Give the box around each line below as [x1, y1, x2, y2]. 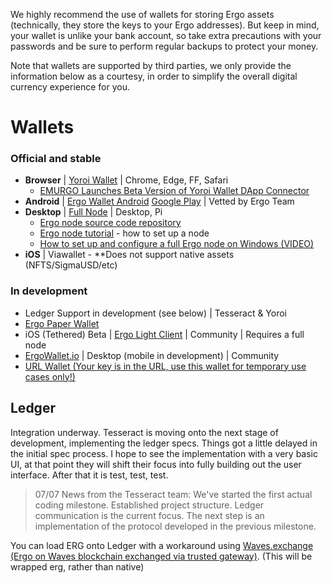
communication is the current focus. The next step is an [34, 509, 265, 521]
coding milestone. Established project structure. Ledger [34, 499, 265, 511]
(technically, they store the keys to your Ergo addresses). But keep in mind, [10, 19, 320, 31]
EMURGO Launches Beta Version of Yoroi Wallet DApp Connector [39, 185, 310, 197]
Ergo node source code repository [39, 217, 182, 229]
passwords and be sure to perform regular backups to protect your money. [10, 40, 319, 52]
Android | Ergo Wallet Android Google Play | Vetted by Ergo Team [24, 195, 295, 208]
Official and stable [10, 152, 102, 166]
